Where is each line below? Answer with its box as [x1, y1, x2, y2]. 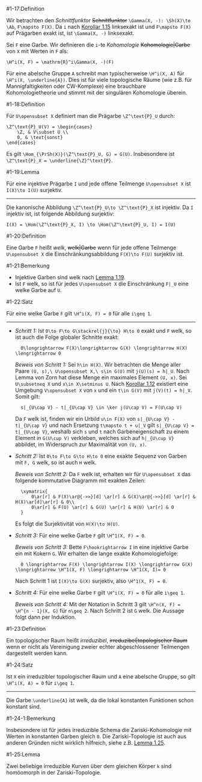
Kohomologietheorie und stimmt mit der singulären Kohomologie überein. [6, 89, 188, 96]
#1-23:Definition [6, 625, 46, 632]
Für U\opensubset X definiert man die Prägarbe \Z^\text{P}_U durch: [6, 113, 176, 119]
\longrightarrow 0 [14, 350, 61, 356]
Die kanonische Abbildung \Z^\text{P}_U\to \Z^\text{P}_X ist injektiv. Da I [6, 204, 194, 211]
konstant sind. [6, 703, 41, 710]
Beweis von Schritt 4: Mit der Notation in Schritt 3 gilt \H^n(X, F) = [14, 601, 181, 607]
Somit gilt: [14, 393, 40, 400]
